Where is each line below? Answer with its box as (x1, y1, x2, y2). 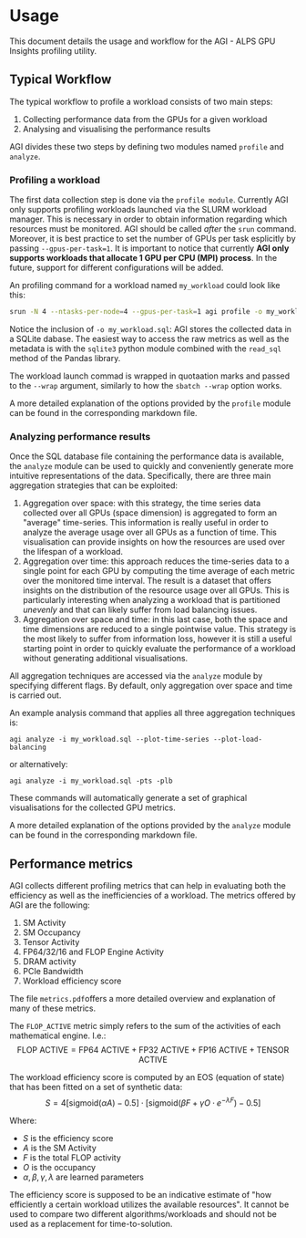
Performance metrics (9, 856, 134, 871)
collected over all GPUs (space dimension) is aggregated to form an (22, 507, 278, 518)
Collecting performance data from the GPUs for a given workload (22, 113, 268, 124)
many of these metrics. (9, 1003, 97, 1014)
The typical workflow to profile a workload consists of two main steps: (9, 96, 273, 107)
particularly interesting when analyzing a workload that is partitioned (22, 595, 280, 606)
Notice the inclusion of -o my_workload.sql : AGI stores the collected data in (9, 323, 292, 334)
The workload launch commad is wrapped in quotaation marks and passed (9, 370, 291, 381)
